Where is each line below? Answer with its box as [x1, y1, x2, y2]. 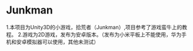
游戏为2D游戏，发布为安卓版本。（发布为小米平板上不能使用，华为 [22, 30, 182, 38]
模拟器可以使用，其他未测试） [26, 38, 99, 45]
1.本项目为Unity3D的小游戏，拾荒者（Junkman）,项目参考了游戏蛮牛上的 [6, 23, 182, 30]
